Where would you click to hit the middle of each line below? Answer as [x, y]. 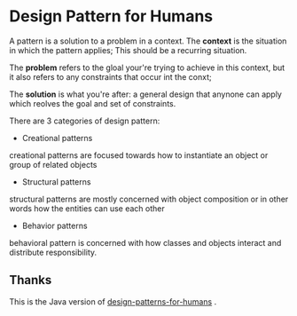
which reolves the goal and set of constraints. [93, 103]
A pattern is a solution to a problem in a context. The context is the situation [148, 41]
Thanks [31, 280]
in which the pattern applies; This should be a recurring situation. [128, 50]
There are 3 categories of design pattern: [85, 121]
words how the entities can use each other [87, 208]
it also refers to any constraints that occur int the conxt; [110, 76]
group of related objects [53, 164]
